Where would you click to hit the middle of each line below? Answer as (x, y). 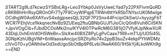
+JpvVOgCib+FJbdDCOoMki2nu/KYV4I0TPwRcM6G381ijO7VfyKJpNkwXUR (83, 28)
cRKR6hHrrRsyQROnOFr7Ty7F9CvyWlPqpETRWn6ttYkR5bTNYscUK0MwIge (83, 12)
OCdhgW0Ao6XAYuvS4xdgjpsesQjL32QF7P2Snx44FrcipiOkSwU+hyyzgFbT (83, 18)
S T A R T (12, 7)
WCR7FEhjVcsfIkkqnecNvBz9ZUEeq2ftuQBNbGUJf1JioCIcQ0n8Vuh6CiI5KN (83, 23)
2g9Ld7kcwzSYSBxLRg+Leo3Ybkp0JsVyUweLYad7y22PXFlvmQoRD (90, 7)
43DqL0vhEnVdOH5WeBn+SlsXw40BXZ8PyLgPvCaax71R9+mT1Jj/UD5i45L (83, 33)
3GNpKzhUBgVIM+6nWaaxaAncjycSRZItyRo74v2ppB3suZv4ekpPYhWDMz (83, 39)
